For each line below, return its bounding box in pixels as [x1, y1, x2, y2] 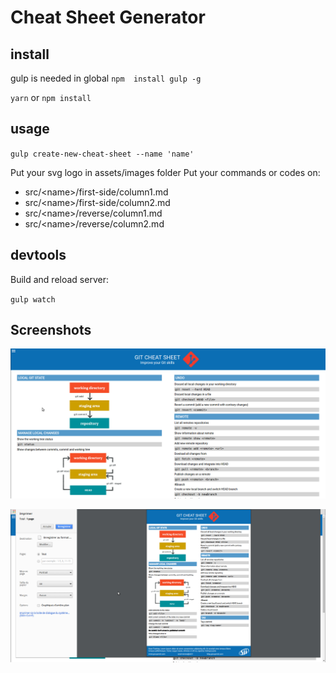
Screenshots [10, 322, 92, 339]
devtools [10, 247, 67, 264]
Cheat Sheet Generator [10, 6, 206, 29]
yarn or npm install [10, 92, 92, 103]
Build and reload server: [10, 273, 109, 285]
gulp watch [10, 294, 56, 305]
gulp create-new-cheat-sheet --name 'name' [10, 149, 195, 159]
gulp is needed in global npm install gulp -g [10, 72, 202, 84]
